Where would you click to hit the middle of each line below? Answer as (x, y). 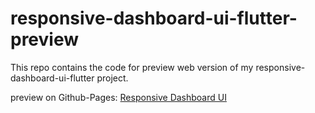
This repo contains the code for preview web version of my (132, 67)
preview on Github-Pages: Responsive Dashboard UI (118, 97)
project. (112, 78)
